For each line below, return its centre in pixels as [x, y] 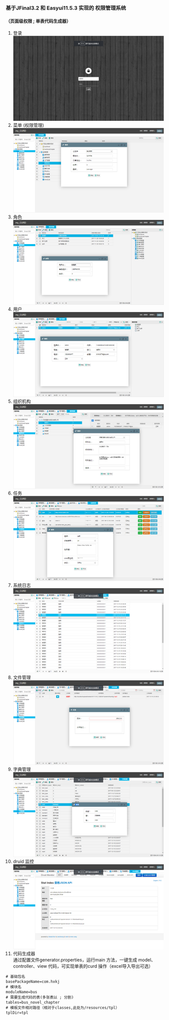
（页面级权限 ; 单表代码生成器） [38, 21]
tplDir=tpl [17, 1012]
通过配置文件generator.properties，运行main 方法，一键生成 [75, 960]
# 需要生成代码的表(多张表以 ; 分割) [40, 997]
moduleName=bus [22, 992]
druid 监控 [23, 861]
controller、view [30, 966]
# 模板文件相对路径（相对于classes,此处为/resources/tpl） [63, 1007]
